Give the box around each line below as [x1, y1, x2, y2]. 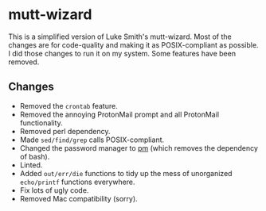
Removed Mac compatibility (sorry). [19, 194, 138, 203]
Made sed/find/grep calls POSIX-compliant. [19, 135, 165, 144]
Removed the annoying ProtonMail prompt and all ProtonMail [19, 109, 220, 119]
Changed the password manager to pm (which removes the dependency [19, 143, 259, 152]
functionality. [19, 117, 63, 128]
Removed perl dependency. [19, 126, 111, 136]
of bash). [19, 152, 50, 161]
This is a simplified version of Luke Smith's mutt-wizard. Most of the [8, 32, 233, 41]
